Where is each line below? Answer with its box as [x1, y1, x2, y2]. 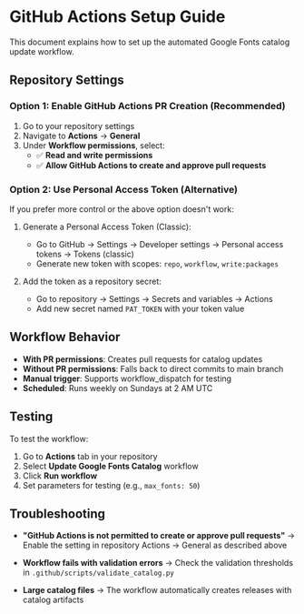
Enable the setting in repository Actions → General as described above [22, 539, 288, 551]
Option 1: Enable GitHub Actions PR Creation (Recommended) [9, 100, 286, 113]
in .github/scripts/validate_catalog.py [22, 567, 174, 579]
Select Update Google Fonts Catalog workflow [22, 460, 199, 471]
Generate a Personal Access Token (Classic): [22, 221, 192, 232]
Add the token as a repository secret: [22, 276, 162, 287]
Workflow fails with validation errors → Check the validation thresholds [22, 558, 293, 569]
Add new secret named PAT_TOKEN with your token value [35, 303, 245, 314]
